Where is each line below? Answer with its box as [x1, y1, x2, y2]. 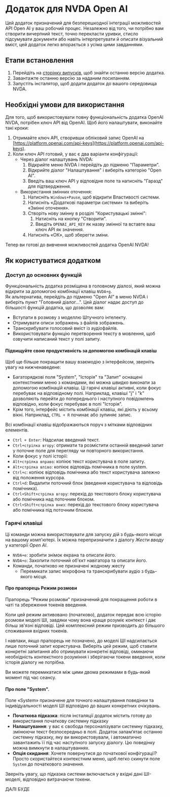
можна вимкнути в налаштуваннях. [12, 745, 90, 751]
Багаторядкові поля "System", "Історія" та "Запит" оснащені [12, 374, 143, 380]
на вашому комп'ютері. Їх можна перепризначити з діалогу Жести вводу [5, 537, 164, 543]
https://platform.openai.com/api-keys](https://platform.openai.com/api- [14, 140, 164, 146]
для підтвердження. [27, 183, 72, 189]
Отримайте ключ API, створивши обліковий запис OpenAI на [12, 135, 145, 141]
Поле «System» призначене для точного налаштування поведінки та [5, 698, 154, 704]
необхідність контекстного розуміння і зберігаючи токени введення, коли [5, 653, 165, 660]
